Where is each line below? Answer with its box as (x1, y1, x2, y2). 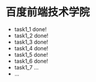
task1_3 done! (14, 38, 49, 45)
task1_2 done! (14, 32, 49, 39)
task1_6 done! (14, 57, 49, 65)
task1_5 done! (14, 51, 49, 58)
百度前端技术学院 (5, 5, 91, 19)
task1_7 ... (14, 63, 39, 71)
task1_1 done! (14, 25, 47, 33)
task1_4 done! (14, 44, 49, 51)
